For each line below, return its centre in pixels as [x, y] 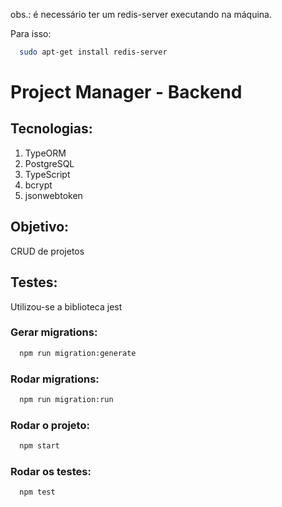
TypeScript [47, 174]
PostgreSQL [49, 163]
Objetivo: [40, 227]
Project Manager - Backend [126, 92]
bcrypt [38, 185]
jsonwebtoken [53, 195]
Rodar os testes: [51, 471]
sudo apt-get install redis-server [93, 52]
